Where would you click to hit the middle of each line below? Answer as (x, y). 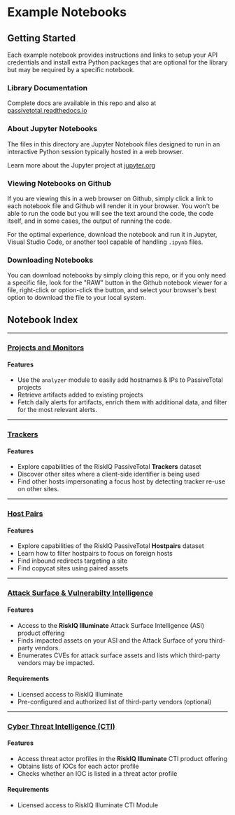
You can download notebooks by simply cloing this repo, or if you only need (116, 275)
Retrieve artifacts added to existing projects (80, 395)
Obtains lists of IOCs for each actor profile (78, 766)
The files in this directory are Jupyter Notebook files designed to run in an (114, 144)
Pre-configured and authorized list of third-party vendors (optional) (114, 701)
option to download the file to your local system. (77, 298)
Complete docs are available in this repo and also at (82, 103)
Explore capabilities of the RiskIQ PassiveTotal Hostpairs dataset (111, 546)
